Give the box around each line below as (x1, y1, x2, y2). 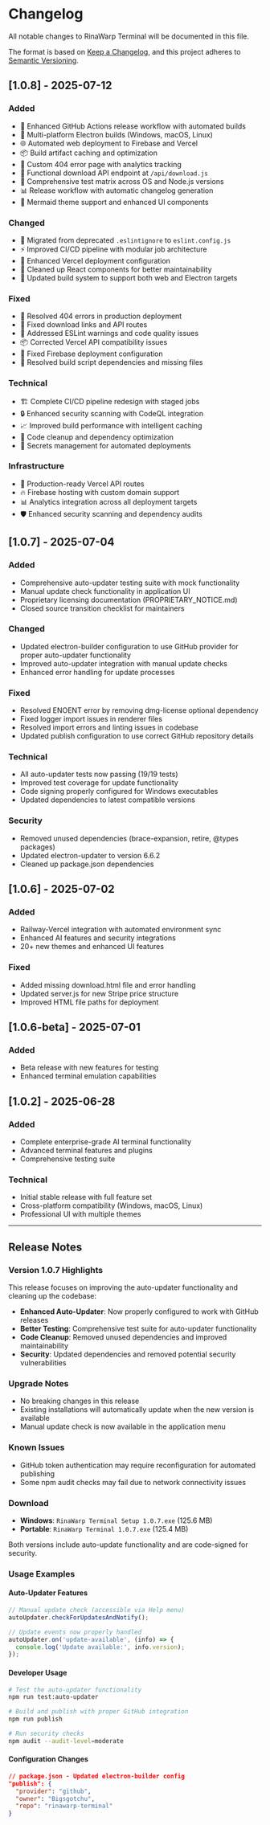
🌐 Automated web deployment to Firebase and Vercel (19, 138, 198, 148)
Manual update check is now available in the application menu (19, 1422, 227, 1431)
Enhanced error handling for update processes (19, 667, 175, 677)
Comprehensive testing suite (19, 1154, 116, 1164)
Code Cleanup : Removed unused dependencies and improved (19, 1332, 227, 1342)
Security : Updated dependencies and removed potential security (19, 1349, 236, 1359)
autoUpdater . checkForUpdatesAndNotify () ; (8, 1613, 149, 1622)
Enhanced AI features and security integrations (19, 933, 177, 943)
